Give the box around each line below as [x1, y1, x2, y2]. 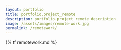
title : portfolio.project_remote [5, 12, 76, 17]
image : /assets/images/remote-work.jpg [5, 21, 89, 26]
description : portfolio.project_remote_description [5, 16, 116, 21]
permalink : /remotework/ [5, 26, 57, 31]
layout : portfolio [5, 7, 44, 12]
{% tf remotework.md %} [5, 39, 57, 45]
